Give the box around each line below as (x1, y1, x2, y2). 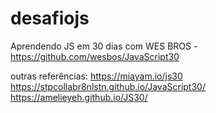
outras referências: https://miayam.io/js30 (10, 70, 183, 82)
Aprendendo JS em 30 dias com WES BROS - (10, 40, 198, 52)
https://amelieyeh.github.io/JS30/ (10, 91, 148, 103)
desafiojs (10, 7, 90, 30)
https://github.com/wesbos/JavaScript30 (10, 50, 180, 62)
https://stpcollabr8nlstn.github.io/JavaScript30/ (10, 80, 206, 92)
